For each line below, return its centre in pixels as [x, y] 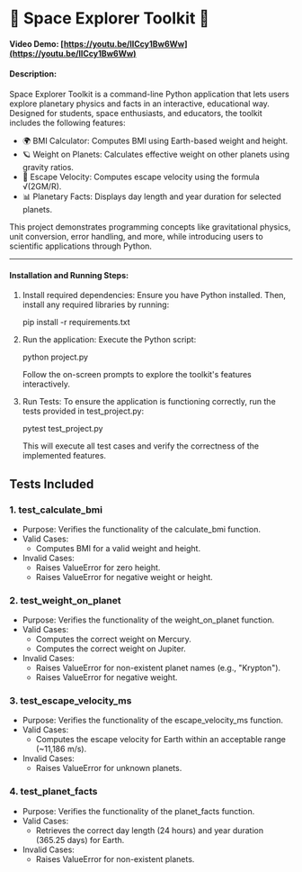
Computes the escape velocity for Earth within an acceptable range [160, 740]
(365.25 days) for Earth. [80, 840]
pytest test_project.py [62, 429]
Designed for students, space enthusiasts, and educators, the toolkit [136, 113]
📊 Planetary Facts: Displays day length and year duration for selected [151, 196]
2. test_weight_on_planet [65, 600]
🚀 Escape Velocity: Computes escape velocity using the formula [141, 177]
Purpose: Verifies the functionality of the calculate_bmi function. [142, 529]
